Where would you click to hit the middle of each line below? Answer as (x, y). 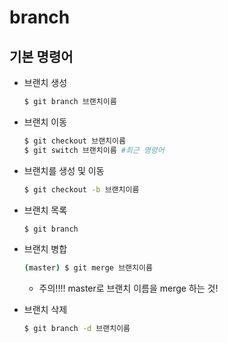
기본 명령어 (41, 56)
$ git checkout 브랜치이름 (74, 141)
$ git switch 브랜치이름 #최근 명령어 (94, 150)
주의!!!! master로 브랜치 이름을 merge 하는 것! (128, 288)
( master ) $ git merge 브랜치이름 (88, 268)
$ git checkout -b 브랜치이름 (81, 189)
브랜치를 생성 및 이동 (64, 170)
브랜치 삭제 (45, 310)
